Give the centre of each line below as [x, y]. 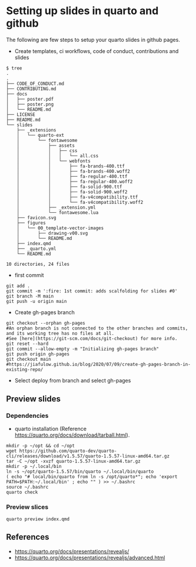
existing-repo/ [25, 370]
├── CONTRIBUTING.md [31, 89]
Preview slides [33, 399]
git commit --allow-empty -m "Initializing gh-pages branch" [83, 349]
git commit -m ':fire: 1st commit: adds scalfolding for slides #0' [92, 291]
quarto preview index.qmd [38, 519]
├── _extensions [37, 130]
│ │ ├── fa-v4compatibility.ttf [77, 197]
